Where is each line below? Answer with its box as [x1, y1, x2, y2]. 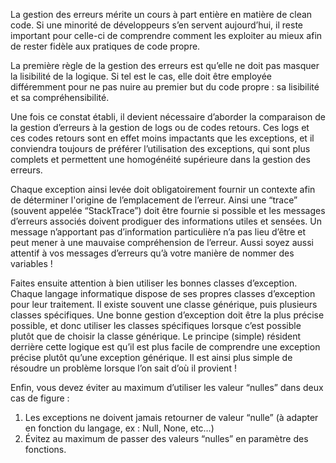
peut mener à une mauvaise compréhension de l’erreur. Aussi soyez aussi [10, 237, 314, 248]
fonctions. [24, 444, 67, 455]
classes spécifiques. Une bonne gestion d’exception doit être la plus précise [10, 309, 325, 321]
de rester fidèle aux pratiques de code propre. [10, 40, 201, 52]
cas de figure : [10, 392, 70, 404]
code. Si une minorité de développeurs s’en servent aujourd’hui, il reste [10, 19, 303, 31]
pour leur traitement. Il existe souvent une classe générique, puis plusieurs [10, 299, 318, 310]
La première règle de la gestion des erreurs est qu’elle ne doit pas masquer [10, 60, 320, 71]
